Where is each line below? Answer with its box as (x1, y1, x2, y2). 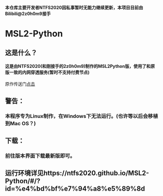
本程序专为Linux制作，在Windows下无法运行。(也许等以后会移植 (5, 112, 158, 119)
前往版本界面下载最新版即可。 (5, 152, 76, 159)
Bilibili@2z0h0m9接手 (5, 10, 51, 17)
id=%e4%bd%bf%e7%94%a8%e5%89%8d (5, 185, 145, 193)
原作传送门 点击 (5, 81, 35, 87)
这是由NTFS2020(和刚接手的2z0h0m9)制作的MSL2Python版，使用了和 (5, 63, 151, 69)
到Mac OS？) (5, 120, 36, 127)
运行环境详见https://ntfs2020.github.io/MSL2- (5, 169, 149, 177)
